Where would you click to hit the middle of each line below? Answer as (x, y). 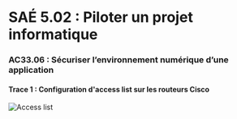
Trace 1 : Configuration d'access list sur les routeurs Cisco (109, 89)
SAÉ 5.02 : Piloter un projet (101, 17)
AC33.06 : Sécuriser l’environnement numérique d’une (118, 60)
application (31, 70)
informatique (53, 34)
